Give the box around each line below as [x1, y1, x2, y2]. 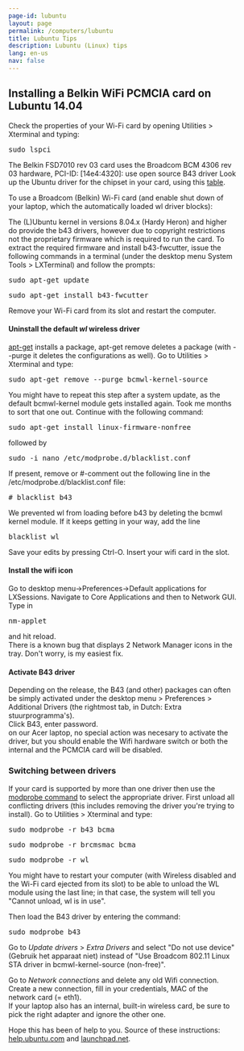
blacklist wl [8, 532, 60, 541]
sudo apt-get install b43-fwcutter [8, 290, 149, 299]
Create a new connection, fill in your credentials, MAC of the [8, 983, 209, 993]
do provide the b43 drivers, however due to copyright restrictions [8, 225, 225, 235]
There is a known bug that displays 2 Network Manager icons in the [8, 640, 233, 650]
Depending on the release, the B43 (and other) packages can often [8, 685, 231, 694]
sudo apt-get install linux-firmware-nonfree [8, 423, 192, 432]
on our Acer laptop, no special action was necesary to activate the [8, 728, 229, 738]
